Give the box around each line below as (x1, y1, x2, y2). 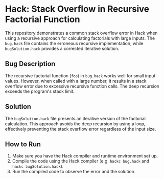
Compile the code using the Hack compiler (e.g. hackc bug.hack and (12, 158, 149, 164)
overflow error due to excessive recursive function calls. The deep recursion (5, 83, 160, 89)
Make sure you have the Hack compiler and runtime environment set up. (12, 153, 158, 159)
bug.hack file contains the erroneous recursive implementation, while (5, 40, 143, 46)
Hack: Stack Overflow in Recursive (5, 3, 149, 15)
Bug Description (5, 60, 55, 68)
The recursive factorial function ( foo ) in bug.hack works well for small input (5, 72, 156, 79)
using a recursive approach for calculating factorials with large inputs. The (5, 35, 155, 41)
